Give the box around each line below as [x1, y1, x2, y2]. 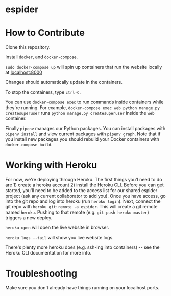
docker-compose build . [5, 142, 53, 148]
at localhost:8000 [5, 69, 42, 75]
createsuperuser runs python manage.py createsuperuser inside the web [5, 110, 155, 116]
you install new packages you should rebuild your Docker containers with [5, 136, 160, 142]
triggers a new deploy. [5, 215, 53, 221]
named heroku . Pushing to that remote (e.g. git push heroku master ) [5, 209, 149, 216]
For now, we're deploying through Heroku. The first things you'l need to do [5, 177, 162, 183]
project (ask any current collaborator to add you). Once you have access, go [5, 193, 166, 199]
